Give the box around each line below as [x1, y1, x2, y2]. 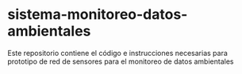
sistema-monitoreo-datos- [7, 6, 188, 24]
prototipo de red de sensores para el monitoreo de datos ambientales [7, 57, 234, 66]
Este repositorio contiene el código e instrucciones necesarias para [7, 48, 228, 57]
